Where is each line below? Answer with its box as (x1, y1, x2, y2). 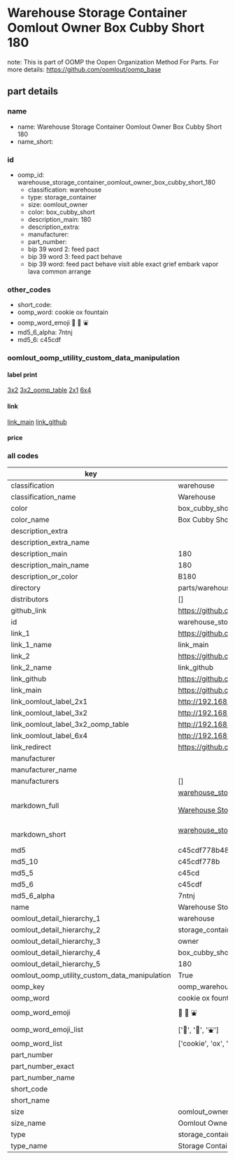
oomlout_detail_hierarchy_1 (10, 914, 101, 924)
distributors (10, 595, 49, 604)
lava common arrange (27, 267, 92, 276)
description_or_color (10, 572, 78, 581)
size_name (10, 1118, 46, 1128)
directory (10, 583, 41, 593)
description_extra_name (10, 537, 90, 547)
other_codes (7, 285, 51, 295)
